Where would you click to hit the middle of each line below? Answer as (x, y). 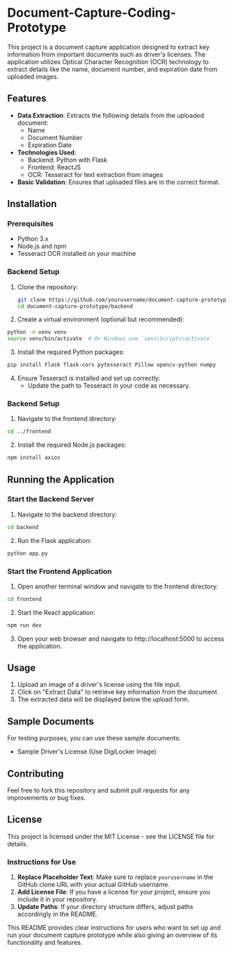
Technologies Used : (47, 152)
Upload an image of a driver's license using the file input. (99, 685)
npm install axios (34, 458)
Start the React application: (56, 612)
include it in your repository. (57, 899)
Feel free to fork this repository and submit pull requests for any (98, 791)
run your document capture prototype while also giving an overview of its (112, 935)
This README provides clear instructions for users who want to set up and (114, 928)
